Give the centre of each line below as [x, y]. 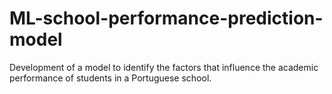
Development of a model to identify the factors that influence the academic [164, 67]
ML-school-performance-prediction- [166, 18]
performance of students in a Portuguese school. [110, 78]
